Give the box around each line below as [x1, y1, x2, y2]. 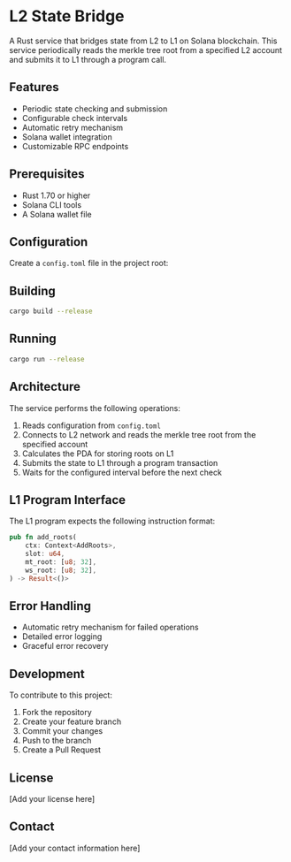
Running [9, 332, 57, 347]
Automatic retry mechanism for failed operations [21, 622, 199, 633]
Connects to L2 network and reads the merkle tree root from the [21, 429, 257, 439]
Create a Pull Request [21, 744, 102, 755]
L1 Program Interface [9, 492, 126, 507]
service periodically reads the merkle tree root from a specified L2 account [9, 44, 283, 55]
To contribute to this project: [9, 690, 113, 700]
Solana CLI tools [21, 199, 82, 210]
